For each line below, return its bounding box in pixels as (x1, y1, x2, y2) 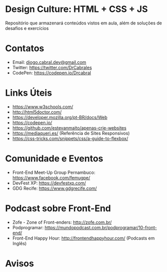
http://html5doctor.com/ (12, 109, 62, 115)
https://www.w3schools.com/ (12, 104, 73, 110)
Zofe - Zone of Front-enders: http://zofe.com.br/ (12, 219, 112, 225)
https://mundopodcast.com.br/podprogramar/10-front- (44, 224, 157, 230)
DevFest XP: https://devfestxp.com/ (12, 180, 86, 186)
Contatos (5, 43, 44, 54)
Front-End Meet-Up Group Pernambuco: (12, 169, 96, 175)
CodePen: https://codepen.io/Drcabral (12, 70, 91, 76)
